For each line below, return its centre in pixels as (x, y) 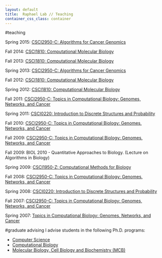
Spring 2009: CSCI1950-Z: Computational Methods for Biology (68, 167)
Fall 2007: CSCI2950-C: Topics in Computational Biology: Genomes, (74, 201)
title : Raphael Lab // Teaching (39, 14)
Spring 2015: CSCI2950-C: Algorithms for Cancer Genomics (66, 42)
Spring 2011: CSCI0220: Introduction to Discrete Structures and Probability (80, 114)
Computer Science (31, 240)
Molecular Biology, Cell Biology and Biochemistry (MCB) (69, 250)
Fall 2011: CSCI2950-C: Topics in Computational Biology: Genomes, (73, 99)
